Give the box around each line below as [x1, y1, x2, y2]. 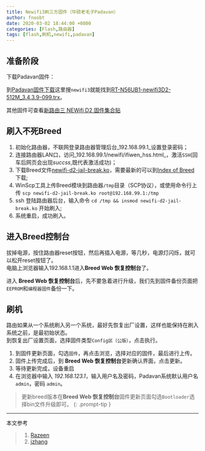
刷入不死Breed [6, 126, 62, 137]
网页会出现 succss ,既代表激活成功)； [26, 158, 117, 166]
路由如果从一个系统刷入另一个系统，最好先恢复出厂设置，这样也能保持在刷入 [6, 321, 199, 329]
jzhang [30, 438, 48, 446]
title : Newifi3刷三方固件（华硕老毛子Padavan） [6, 9, 119, 15]
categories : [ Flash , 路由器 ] [6, 26, 75, 32]
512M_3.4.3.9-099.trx [6, 93, 60, 101]
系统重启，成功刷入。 [15, 211, 69, 219]
